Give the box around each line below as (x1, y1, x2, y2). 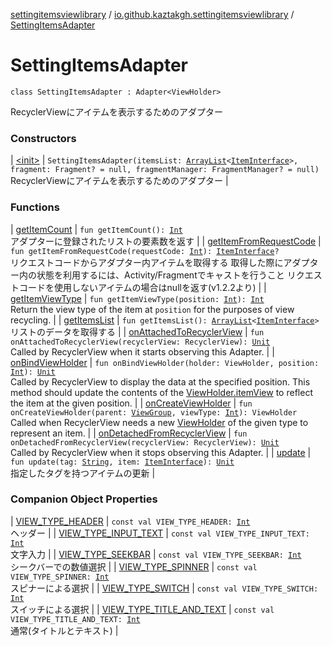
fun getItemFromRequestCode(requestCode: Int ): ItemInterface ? (10, 246, 280, 256)
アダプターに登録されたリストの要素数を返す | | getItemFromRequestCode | (10, 235, 322, 247)
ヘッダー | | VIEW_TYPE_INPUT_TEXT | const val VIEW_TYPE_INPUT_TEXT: (10, 527, 310, 539)
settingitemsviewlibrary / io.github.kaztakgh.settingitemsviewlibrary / (10, 9, 295, 20)
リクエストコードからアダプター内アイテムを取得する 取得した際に (10, 256, 284, 268)
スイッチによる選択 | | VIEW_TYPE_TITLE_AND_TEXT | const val (10, 603, 275, 615)
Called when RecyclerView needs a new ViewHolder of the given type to (10, 416, 309, 428)
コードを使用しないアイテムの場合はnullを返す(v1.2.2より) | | (18, 281, 267, 293)
